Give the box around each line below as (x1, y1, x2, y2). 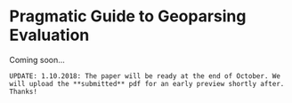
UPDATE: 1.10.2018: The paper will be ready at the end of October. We (9, 71, 280, 81)
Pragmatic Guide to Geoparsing (9, 6, 247, 27)
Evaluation (9, 25, 90, 45)
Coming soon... (9, 54, 65, 65)
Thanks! (9, 87, 38, 96)
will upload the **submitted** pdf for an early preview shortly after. (9, 79, 285, 88)
